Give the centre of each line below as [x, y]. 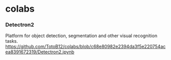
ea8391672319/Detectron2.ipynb [40, 52]
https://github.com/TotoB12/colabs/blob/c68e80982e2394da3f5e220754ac [85, 47]
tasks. [12, 41]
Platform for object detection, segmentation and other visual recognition [81, 36]
